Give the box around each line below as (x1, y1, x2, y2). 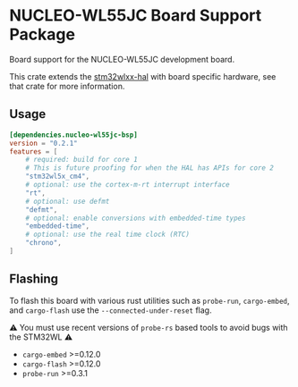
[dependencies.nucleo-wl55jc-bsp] (9, 130, 139, 139)
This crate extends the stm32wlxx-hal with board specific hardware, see (9, 71, 277, 81)
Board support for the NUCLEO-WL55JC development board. (9, 54, 235, 64)
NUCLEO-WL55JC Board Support (9, 5, 262, 26)
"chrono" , (25, 239, 63, 248)
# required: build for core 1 (25, 156, 139, 164)
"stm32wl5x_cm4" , (25, 172, 90, 181)
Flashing (9, 272, 59, 287)
